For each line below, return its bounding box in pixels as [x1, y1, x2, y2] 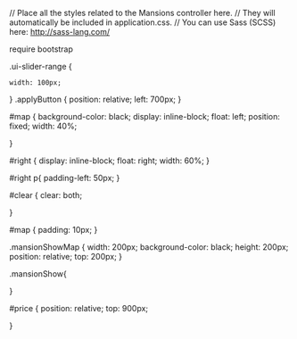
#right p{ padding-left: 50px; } [9, 173, 120, 183]
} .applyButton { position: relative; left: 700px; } [9, 94, 182, 104]
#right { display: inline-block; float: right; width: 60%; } [9, 155, 210, 166]
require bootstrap [9, 44, 74, 54]
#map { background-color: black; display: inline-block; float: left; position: [9, 112, 281, 121]
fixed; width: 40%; [9, 120, 78, 131]
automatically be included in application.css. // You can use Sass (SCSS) [9, 17, 276, 28]
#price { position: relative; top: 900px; [9, 303, 149, 313]
